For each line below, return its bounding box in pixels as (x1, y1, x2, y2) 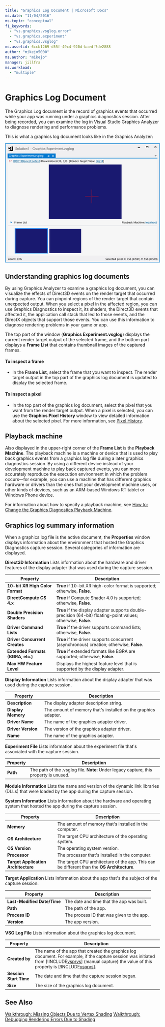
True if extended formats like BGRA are (56, 648, 136, 654)
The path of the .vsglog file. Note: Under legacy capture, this (30, 767, 152, 773)
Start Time (7, 975, 29, 982)
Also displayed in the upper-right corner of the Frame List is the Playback (5, 445, 155, 451)
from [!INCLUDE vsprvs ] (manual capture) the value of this (35, 958, 152, 964)
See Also (5, 998, 33, 1006)
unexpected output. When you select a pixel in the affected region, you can (5, 301, 157, 307)
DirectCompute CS (7, 595, 47, 601)
